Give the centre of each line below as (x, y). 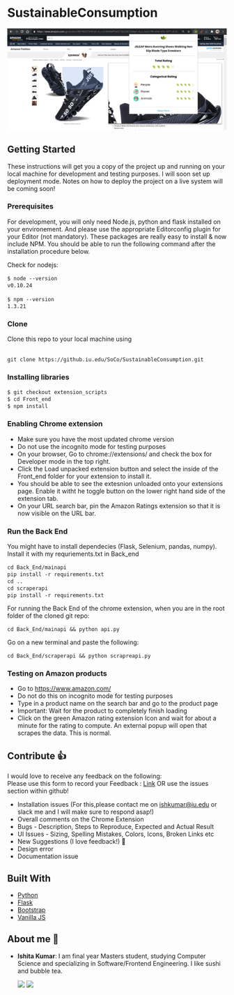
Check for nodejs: (33, 265)
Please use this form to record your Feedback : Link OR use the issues (108, 784)
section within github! (38, 791)
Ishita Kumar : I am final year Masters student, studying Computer (111, 956)
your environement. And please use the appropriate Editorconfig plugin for (114, 229)
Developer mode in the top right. (64, 461)
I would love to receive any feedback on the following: (85, 776)
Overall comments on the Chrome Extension (80, 819)
